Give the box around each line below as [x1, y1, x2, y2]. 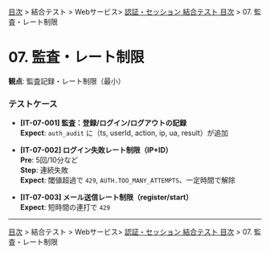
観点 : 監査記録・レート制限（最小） [8, 76, 125, 86]
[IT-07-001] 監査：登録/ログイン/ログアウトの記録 [19, 118, 187, 128]
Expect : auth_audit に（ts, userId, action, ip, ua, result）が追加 [19, 128, 229, 138]
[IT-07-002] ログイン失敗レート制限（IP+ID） [19, 145, 173, 155]
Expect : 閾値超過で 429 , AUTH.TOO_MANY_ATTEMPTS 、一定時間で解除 [19, 175, 235, 185]
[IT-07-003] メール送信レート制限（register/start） [19, 192, 194, 203]
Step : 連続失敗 [19, 166, 69, 175]
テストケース [8, 98, 58, 109]
